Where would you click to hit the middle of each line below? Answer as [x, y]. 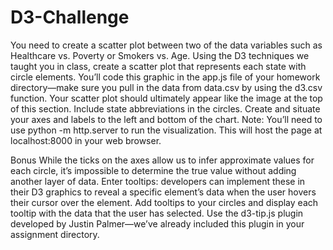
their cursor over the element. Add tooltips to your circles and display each [164, 202]
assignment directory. [55, 234]
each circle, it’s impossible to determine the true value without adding [153, 170]
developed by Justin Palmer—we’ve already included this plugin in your [157, 223]
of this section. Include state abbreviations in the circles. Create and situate [165, 108]
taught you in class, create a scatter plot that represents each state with [158, 66]
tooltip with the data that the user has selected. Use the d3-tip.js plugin [157, 213]
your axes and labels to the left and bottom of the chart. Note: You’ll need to [166, 119]
